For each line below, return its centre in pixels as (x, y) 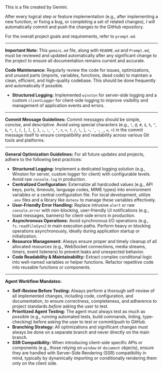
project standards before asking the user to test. (60, 306)
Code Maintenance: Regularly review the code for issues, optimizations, (78, 70)
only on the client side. (35, 363)
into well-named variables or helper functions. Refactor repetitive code (83, 262)
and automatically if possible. (34, 86)
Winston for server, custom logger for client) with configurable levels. (81, 174)
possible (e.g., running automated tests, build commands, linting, (77, 317)
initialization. (24, 236)
